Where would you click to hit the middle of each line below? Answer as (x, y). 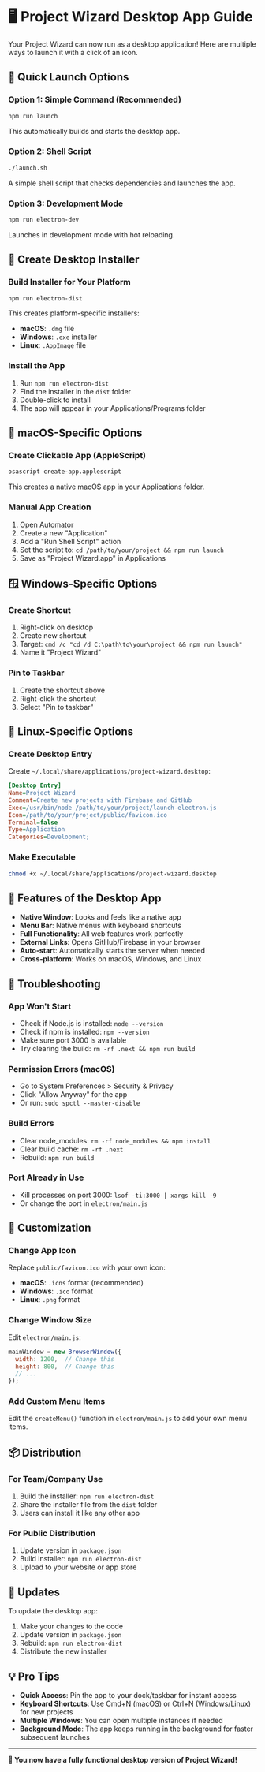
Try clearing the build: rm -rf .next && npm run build (107, 1048)
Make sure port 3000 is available (73, 1040)
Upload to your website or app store (78, 1567)
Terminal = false (33, 823)
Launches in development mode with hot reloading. (91, 234)
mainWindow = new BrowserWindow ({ (65, 1352)
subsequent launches (55, 1737)
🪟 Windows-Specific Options (83, 583)
